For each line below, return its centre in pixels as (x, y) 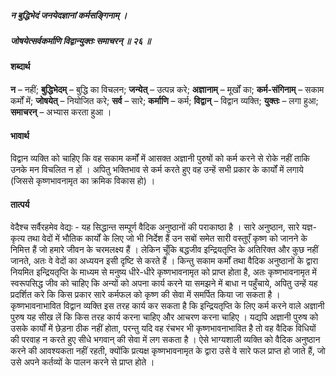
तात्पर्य (20, 204)
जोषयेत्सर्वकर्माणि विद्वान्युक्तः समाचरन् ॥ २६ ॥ (81, 40)
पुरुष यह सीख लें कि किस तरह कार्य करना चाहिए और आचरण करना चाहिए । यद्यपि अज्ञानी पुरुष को (164, 317)
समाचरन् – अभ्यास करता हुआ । (61, 112)
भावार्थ (20, 135)
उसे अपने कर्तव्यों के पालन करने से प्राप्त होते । (82, 362)
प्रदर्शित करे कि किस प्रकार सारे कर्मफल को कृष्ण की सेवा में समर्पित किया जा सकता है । (145, 295)
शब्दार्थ (20, 67)
